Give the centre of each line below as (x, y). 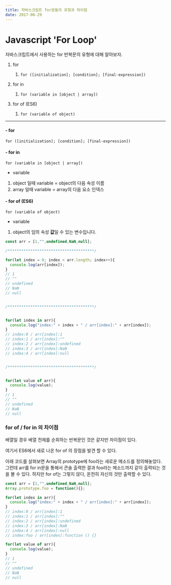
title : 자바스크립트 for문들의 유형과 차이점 (46, 10)
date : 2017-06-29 (24, 15)
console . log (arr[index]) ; (37, 265)
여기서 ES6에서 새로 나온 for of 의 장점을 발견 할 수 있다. (61, 450)
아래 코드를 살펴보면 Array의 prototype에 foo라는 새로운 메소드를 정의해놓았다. (84, 461)
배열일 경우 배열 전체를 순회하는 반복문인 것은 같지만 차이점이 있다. (71, 440)
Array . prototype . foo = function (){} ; (45, 488)
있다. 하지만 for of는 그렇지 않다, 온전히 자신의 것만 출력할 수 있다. (86, 474)
